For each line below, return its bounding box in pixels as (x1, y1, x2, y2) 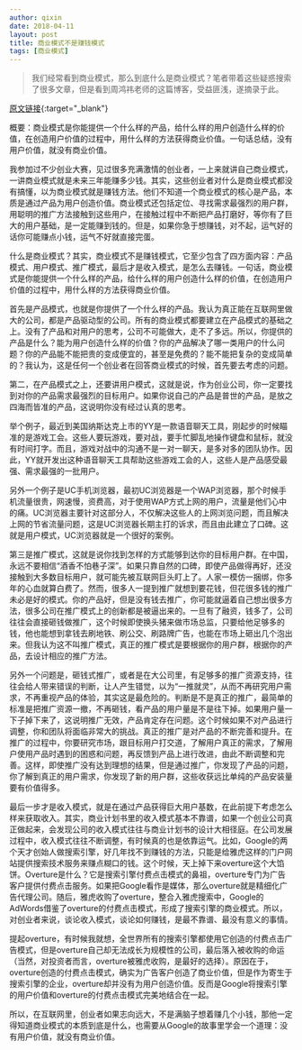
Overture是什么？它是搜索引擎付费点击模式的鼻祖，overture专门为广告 (24, 869, 286, 880)
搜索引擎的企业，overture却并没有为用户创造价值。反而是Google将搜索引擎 (9, 979, 288, 990)
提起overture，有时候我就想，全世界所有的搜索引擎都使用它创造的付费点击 (9, 934, 285, 945)
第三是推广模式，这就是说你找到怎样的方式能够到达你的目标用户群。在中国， (9, 549, 293, 560)
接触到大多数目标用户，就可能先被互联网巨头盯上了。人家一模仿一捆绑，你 (9, 571, 285, 582)
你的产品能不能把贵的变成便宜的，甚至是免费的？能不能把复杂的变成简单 (24, 349, 293, 360)
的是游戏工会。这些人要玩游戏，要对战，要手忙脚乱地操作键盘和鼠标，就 (16, 432, 285, 443)
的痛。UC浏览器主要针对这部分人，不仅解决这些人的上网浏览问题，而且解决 (9, 507, 289, 518)
